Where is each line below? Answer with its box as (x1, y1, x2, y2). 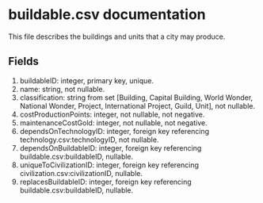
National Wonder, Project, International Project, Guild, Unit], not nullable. (19, 101, 256, 110)
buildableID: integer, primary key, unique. (19, 75, 154, 85)
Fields (8, 55, 40, 68)
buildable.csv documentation (8, 6, 206, 24)
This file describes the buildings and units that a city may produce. (8, 32, 226, 41)
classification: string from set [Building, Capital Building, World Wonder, (19, 93, 253, 102)
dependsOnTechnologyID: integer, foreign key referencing (19, 126, 210, 136)
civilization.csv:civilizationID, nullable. (19, 168, 143, 178)
